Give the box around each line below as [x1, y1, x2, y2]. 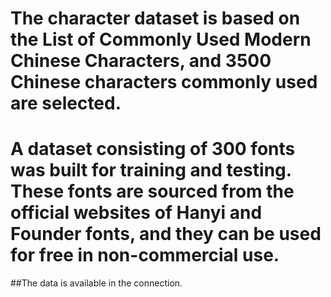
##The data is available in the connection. [10, 277, 183, 289]
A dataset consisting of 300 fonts [10, 138, 296, 161]
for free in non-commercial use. [10, 244, 280, 267]
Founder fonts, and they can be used [10, 223, 322, 246]
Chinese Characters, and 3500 [10, 50, 272, 72]
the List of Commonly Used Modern [10, 28, 312, 51]
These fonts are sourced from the [10, 180, 295, 203]
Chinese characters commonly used [10, 71, 318, 94]
